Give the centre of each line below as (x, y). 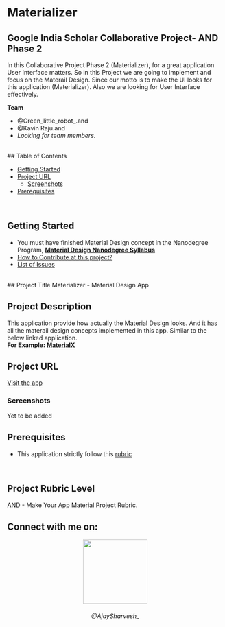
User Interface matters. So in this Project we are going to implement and (109, 72)
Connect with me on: (52, 527)
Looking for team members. (56, 135)
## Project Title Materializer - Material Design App (78, 285)
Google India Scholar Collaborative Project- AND (113, 38)
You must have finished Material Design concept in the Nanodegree (113, 242)
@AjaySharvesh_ (115, 616)
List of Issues (36, 264)
